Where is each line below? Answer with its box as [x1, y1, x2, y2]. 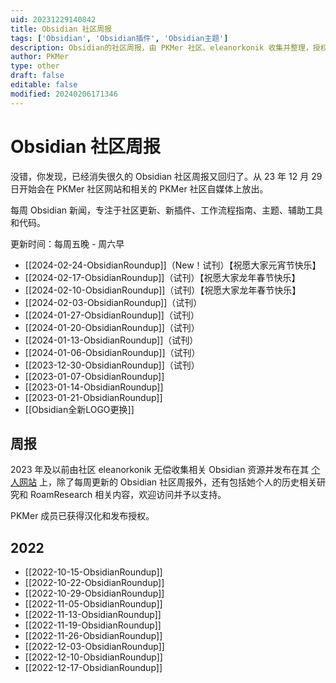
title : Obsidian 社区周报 [10, 24, 113, 34]
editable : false [10, 80, 78, 90]
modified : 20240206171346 [10, 89, 118, 99]
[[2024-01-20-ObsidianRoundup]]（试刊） [24, 321, 200, 333]
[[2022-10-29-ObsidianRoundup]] [24, 587, 165, 600]
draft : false [10, 71, 65, 81]
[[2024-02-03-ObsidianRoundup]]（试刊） [24, 296, 203, 308]
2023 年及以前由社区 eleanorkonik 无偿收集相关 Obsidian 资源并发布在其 [10, 464, 310, 476]
